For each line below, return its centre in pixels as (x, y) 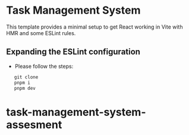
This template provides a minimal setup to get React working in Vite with (94, 27)
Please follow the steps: (44, 66)
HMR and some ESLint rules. (41, 33)
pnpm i (22, 83)
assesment (34, 125)
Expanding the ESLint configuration (73, 52)
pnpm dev (25, 88)
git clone (26, 77)
